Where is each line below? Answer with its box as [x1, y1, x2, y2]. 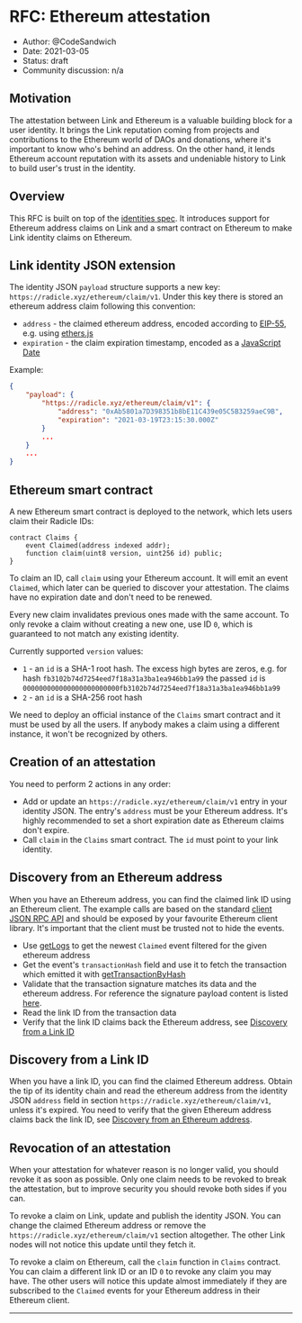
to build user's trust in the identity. [9, 162, 137, 173]
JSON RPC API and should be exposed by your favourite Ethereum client [9, 912, 279, 924]
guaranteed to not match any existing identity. [9, 628, 180, 639]
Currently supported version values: [9, 646, 144, 657]
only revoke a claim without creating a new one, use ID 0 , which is [9, 619, 253, 630]
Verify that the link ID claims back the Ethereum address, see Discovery [22, 1016, 288, 1028]
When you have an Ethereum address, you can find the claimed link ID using [9, 893, 292, 904]
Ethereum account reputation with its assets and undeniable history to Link [9, 153, 286, 164]
